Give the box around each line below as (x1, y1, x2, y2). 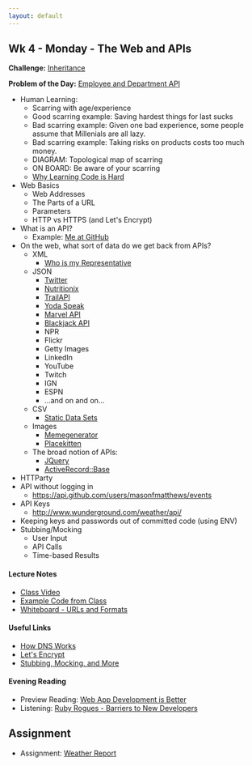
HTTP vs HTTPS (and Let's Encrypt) (31, 215, 153, 225)
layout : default (8, 11, 63, 20)
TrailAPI (44, 292, 70, 302)
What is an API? (19, 223, 73, 233)
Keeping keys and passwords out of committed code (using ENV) (19, 516, 238, 526)
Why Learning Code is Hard (31, 172, 125, 182)
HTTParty (19, 473, 53, 483)
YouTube (44, 361, 74, 371)
